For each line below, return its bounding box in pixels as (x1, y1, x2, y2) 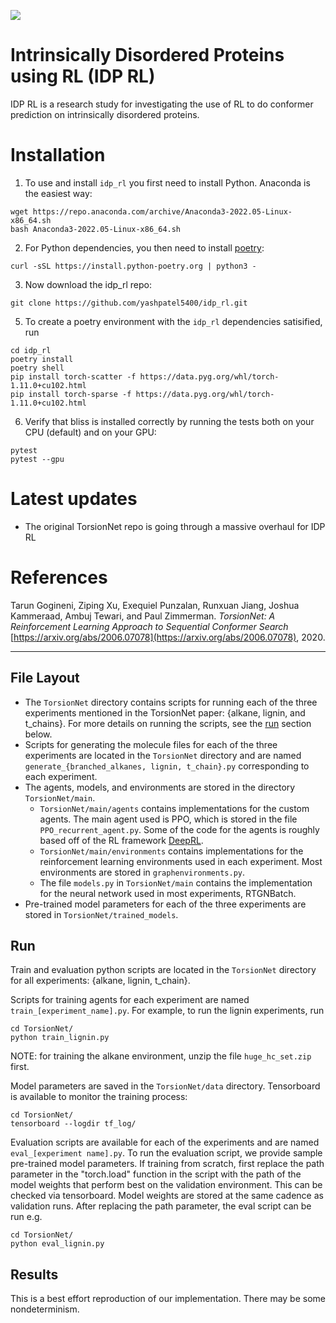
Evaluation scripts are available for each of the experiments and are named (10, 1136, 320, 1149)
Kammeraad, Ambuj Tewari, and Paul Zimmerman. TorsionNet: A (10, 610, 276, 622)
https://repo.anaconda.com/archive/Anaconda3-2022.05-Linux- (32, 206, 293, 217)
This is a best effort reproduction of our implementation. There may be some (10, 1293, 326, 1305)
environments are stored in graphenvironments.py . (39, 866, 246, 878)
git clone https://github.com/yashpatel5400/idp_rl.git (10, 298, 248, 308)
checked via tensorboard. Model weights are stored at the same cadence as (10, 1190, 324, 1202)
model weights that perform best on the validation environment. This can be (10, 1179, 323, 1191)
